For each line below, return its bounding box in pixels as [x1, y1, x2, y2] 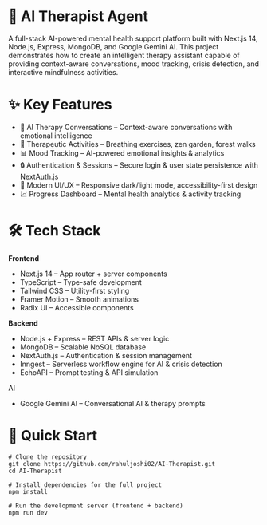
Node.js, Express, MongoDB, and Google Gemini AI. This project [8, 41, 219, 51]
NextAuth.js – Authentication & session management [19, 350, 193, 360]
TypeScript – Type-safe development [19, 277, 142, 286]
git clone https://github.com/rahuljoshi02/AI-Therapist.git [8, 460, 216, 468]
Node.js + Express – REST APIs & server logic [19, 334, 170, 343]
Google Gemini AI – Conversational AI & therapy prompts [19, 398, 206, 408]
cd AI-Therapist [8, 467, 62, 475]
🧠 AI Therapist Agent [8, 7, 149, 26]
